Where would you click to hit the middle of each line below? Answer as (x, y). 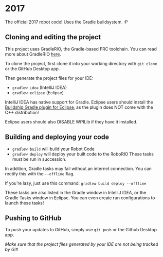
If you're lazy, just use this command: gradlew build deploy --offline (76, 183)
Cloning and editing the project (53, 37)
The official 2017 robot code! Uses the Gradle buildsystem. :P (66, 22)
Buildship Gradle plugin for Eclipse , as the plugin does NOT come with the (79, 107)
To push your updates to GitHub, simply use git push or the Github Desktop (81, 230)
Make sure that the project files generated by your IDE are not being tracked (82, 244)
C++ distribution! (22, 112)
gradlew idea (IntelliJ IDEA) (39, 87)
